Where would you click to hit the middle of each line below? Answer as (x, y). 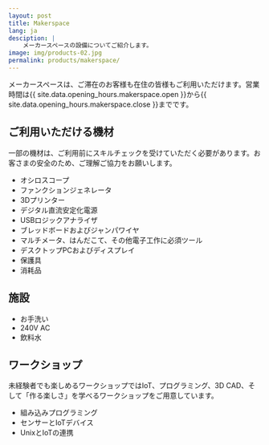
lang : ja (23, 30)
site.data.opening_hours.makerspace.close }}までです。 (101, 104)
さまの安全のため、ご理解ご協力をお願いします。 (96, 163)
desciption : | (32, 38)
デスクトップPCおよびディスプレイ (77, 250)
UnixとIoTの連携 (47, 433)
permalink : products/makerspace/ (64, 61)
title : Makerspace (39, 23)
